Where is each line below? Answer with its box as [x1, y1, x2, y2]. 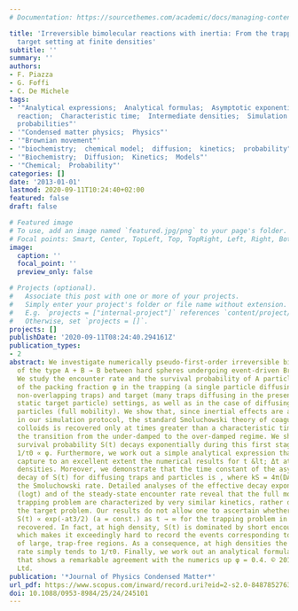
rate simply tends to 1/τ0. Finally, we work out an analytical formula [17, 547, 292, 557]
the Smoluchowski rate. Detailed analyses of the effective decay [17, 482, 268, 490]
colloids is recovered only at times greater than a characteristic [17, 424, 276, 433]
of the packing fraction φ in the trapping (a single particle [17, 382, 255, 391]
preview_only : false [17, 268, 93, 277]
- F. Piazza [9, 70, 53, 80]
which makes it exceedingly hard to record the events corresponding [17, 531, 279, 540]
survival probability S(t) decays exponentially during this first [17, 440, 272, 449]
